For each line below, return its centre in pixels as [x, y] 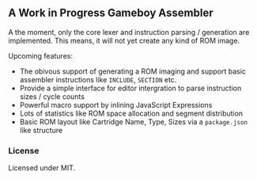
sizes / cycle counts [52, 96]
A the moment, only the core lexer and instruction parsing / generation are [129, 32]
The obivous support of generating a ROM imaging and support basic [133, 71]
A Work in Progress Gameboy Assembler [111, 13]
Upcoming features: [41, 55]
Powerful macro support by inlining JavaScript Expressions [116, 105]
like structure [41, 130]
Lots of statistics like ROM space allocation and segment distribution [131, 113]
